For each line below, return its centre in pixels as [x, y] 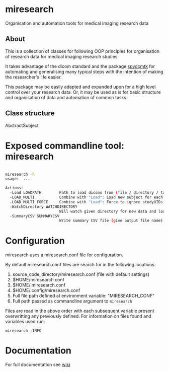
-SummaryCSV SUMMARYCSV [34, 216]
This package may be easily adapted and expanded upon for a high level [80, 87]
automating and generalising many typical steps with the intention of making [84, 71]
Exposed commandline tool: [65, 146]
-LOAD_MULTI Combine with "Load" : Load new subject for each [87, 197]
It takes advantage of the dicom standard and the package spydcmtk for [80, 66]
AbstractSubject [22, 125]
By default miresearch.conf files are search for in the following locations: [80, 265]
